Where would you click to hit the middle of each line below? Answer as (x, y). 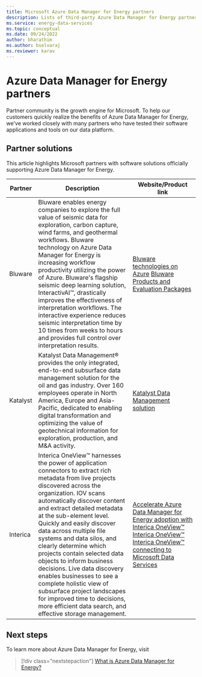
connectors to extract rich (75, 470)
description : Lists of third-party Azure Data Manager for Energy (91, 17)
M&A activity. (57, 446)
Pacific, (49, 408)
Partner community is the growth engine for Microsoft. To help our (88, 110)
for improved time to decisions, (82, 599)
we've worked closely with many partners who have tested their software (97, 123)
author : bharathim (29, 40)
